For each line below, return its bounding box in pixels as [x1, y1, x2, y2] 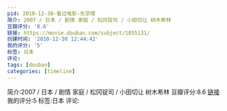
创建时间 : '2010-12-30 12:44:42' [7, 36, 99, 43]
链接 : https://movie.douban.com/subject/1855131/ [7, 29, 150, 37]
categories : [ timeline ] [7, 68, 76, 74]
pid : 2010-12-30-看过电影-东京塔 [7, 10, 96, 17]
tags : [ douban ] [7, 61, 51, 68]
